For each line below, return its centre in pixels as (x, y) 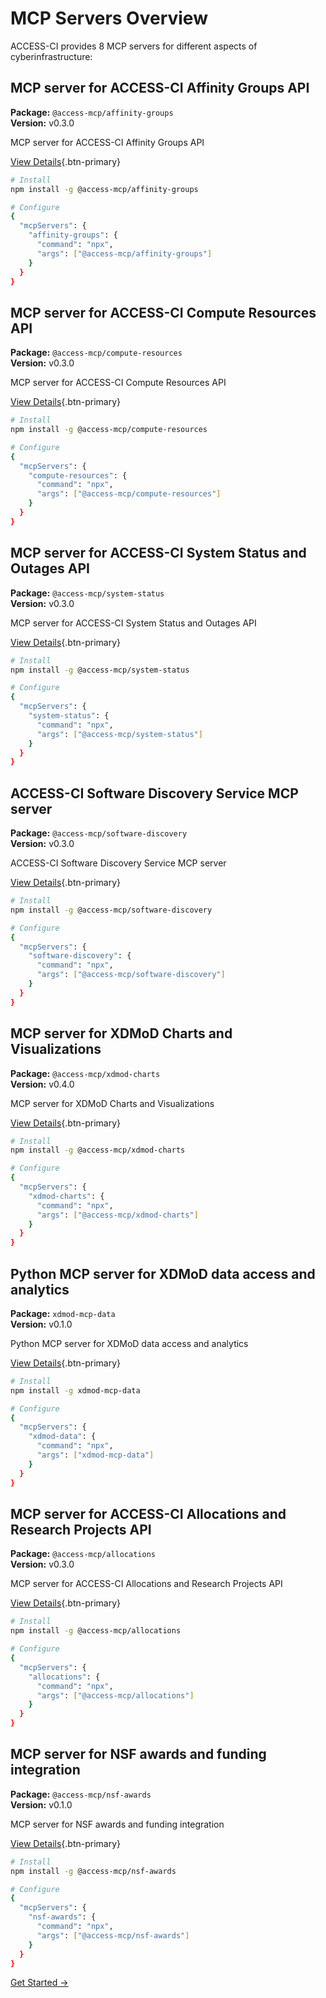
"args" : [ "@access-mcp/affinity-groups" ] (124, 253)
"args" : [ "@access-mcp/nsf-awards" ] (113, 1935)
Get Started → (39, 1983)
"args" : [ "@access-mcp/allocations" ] (115, 1695)
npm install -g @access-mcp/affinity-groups (104, 189)
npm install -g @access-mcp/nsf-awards (93, 1871)
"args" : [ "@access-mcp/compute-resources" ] (129, 494)
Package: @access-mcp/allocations (83, 1554)
